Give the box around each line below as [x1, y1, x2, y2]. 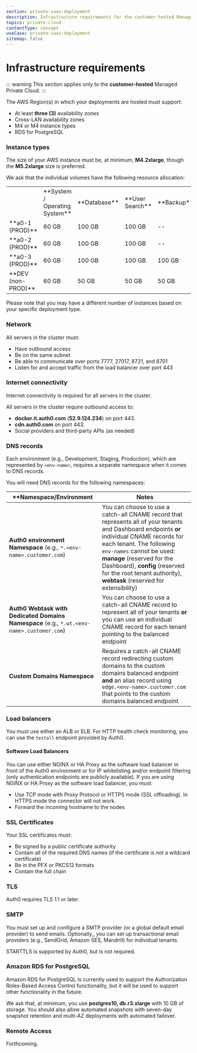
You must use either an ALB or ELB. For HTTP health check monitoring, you [6, 728, 188, 735]
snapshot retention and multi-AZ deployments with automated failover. [6, 1012, 176, 1019]
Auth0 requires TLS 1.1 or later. [6, 896, 80, 903]
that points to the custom [101, 690, 171, 698]
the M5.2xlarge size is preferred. [6, 163, 86, 170]
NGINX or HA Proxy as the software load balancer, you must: [6, 780, 153, 787]
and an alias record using [101, 677, 172, 685]
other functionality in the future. [6, 988, 83, 995]
